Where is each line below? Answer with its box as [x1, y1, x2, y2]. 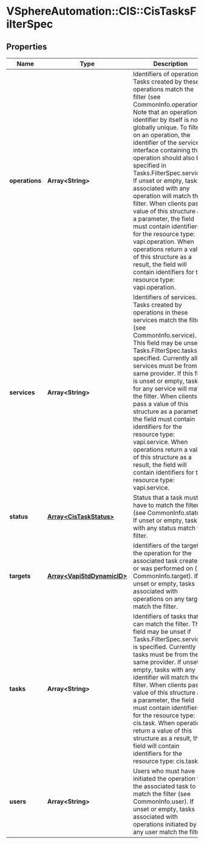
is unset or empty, [132, 377, 185, 385]
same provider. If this [132, 369, 194, 377]
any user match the [132, 828, 188, 836]
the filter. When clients [132, 392, 197, 400]
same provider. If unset [132, 658, 199, 666]
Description [153, 60, 188, 68]
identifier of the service [132, 138, 200, 147]
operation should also [132, 154, 195, 162]
